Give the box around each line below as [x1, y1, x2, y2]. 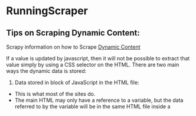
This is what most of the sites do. [14, 91, 96, 97]
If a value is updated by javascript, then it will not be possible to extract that [6, 55, 190, 62]
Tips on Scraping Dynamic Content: [6, 28, 140, 38]
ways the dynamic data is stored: [6, 67, 87, 75]
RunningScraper [6, 4, 89, 18]
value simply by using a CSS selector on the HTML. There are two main [6, 61, 179, 68]
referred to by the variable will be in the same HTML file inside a [14, 103, 171, 110]
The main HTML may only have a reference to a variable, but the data [14, 96, 184, 104]
